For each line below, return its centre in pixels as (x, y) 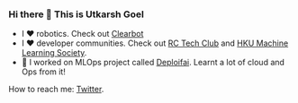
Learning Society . (54, 53)
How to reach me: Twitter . (56, 90)
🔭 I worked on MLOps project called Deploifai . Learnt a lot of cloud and (153, 63)
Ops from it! (44, 72)
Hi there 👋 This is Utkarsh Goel (77, 14)
